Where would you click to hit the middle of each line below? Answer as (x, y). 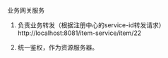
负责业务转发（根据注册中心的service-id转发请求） (91, 25)
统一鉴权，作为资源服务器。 (58, 47)
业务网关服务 (26, 10)
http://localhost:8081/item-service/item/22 (79, 33)
